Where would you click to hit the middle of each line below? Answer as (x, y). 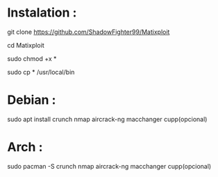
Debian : (32, 100)
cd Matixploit (26, 45)
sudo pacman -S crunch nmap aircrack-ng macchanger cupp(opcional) (109, 166)
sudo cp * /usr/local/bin (41, 72)
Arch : (25, 147)
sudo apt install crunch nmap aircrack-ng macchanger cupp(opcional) (107, 119)
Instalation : (42, 13)
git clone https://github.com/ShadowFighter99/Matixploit (89, 32)
